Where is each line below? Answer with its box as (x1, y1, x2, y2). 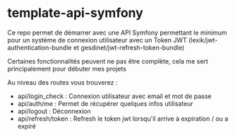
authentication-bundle (7, 43, 72, 52)
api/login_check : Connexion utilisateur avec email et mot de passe (17, 92, 212, 100)
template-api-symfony (7, 5, 143, 21)
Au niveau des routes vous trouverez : (7, 78, 118, 86)
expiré (17, 121, 37, 130)
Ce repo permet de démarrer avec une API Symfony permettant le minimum (7, 28, 227, 37)
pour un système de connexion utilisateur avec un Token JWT (7, 35, 187, 44)
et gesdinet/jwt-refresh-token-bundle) (73, 43, 185, 52)
